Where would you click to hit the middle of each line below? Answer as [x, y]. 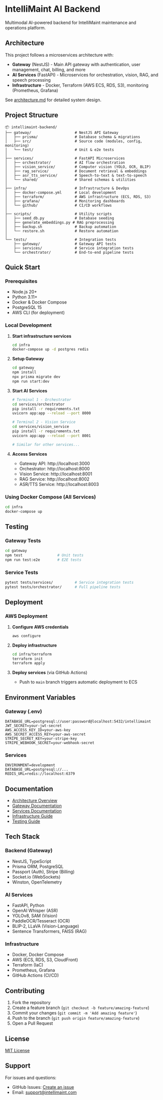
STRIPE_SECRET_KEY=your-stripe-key [41, 738]
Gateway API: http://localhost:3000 [54, 463]
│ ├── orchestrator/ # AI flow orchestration [65, 162]
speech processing [31, 80]
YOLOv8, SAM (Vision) [35, 916]
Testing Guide [26, 821]
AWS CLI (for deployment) [38, 313]
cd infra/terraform [32, 654]
